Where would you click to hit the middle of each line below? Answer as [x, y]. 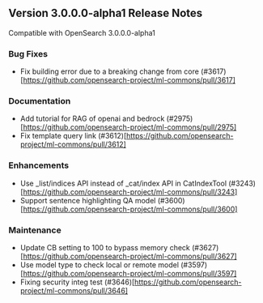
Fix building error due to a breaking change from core [110, 71]
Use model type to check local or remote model [100, 265]
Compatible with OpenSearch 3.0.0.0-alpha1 [82, 32]
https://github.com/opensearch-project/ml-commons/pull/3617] [129, 80]
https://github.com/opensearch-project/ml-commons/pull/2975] [130, 127]
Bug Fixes [28, 53]
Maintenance [35, 230]
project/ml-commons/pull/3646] [74, 290]
